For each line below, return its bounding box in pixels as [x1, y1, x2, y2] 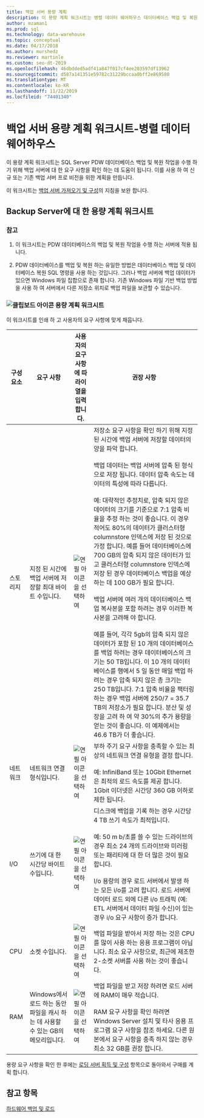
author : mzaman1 [6, 20, 47, 26]
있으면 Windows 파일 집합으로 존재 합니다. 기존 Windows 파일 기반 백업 [15, 276, 186, 284]
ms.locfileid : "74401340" [6, 94, 72, 100]
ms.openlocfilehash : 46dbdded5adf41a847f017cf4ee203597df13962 [6, 65, 170, 72]
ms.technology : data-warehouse [6, 32, 86, 38]
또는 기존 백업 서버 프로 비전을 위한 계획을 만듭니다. [12, 174, 134, 181]
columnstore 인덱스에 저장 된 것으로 [93, 532, 192, 541]
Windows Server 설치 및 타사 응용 [93, 1016, 187, 1025]
